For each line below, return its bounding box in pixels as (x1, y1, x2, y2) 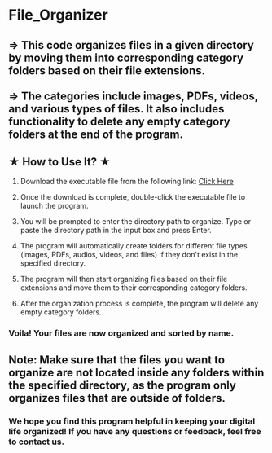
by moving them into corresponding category (8, 51, 244, 64)
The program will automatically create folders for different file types (20, 241, 248, 251)
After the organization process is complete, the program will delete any (20, 299, 259, 309)
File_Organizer (8, 6, 108, 24)
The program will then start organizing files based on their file (20, 275, 228, 284)
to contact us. (8, 436, 65, 447)
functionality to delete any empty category (8, 114, 230, 128)
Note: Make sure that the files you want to (8, 353, 226, 367)
